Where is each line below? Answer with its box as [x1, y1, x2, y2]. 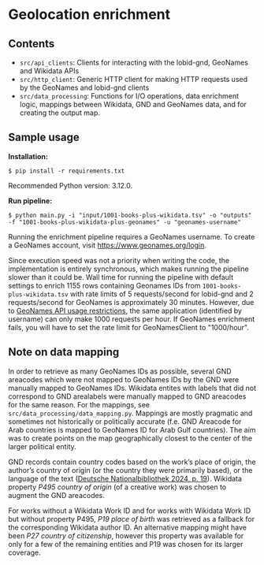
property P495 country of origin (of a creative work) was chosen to [8, 482, 227, 492]
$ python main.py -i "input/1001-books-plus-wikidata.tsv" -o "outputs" [8, 211, 252, 219]
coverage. [8, 548, 41, 557]
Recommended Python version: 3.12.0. [8, 180, 133, 190]
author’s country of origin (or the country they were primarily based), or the [8, 465, 253, 474]
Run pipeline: [8, 195, 53, 206]
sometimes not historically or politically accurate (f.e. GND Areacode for [8, 416, 242, 426]
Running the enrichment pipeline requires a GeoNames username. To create [8, 232, 255, 241]
